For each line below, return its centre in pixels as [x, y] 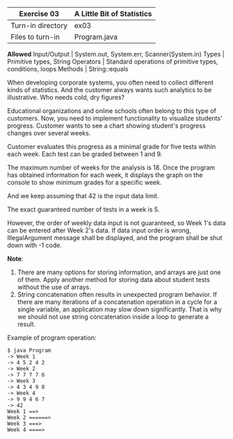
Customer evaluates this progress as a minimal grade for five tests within [112, 147]
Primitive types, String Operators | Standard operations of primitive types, [113, 61]
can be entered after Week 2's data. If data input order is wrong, [99, 230]
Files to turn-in [35, 37]
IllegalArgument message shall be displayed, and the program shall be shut [115, 238]
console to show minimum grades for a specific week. [85, 182]
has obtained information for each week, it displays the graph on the [105, 175]
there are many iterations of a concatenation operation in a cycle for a [117, 302]
